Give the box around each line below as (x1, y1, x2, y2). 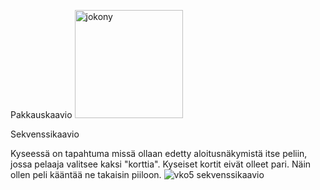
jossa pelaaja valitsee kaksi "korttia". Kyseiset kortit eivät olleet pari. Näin (10, 158, 312, 170)
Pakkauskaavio (10, 109, 73, 120)
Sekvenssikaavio (10, 128, 80, 140)
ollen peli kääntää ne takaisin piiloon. (10, 169, 162, 180)
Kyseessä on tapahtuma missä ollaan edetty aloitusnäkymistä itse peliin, (10, 148, 308, 159)
